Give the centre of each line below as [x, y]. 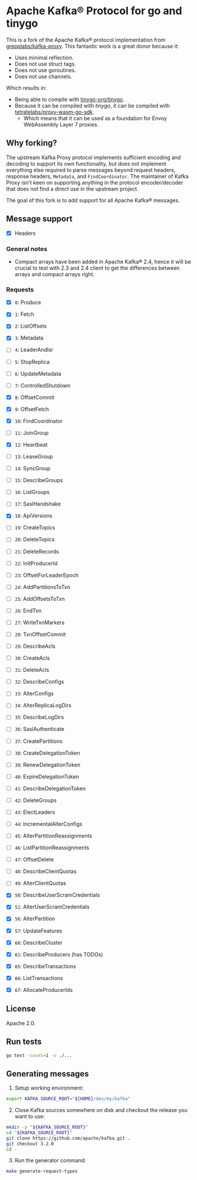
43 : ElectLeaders [35, 812]
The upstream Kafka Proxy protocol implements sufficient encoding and [93, 157]
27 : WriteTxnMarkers [40, 622]
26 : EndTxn [28, 610]
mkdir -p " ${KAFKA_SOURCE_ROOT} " [47, 1127]
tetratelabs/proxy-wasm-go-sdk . [54, 112]
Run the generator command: [50, 1160]
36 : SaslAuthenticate [40, 729]
